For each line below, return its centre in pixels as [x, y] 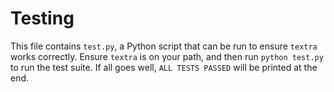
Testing [42, 18]
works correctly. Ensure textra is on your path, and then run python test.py [167, 56]
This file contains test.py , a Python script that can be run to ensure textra [164, 46]
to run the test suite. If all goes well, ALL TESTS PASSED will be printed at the [164, 67]
